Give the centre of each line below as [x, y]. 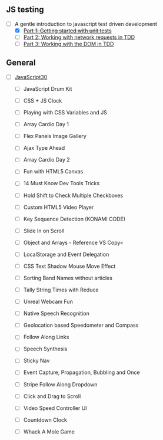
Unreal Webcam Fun [48, 302]
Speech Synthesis [45, 349]
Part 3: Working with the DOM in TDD [69, 44]
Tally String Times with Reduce [61, 290]
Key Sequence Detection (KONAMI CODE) [74, 219]
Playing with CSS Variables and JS [65, 113]
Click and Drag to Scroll [52, 396]
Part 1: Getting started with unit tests [67, 30]
